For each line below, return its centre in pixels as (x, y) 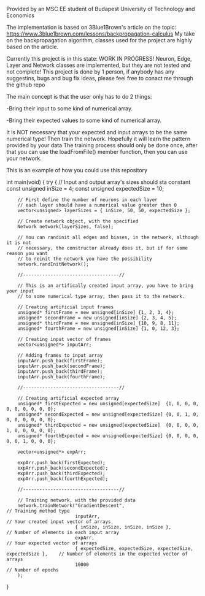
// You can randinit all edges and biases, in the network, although (108, 237)
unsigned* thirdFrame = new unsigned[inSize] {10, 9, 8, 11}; (99, 323)
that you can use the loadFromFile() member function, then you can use (97, 152)
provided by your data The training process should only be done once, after (102, 145)
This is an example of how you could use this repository (77, 170)
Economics (21, 15)
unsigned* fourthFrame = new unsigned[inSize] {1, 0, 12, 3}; (99, 329)
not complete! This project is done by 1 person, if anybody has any (91, 72)
